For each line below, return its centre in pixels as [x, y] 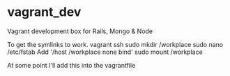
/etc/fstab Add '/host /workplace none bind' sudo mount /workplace [105, 52]
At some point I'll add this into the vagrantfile [71, 65]
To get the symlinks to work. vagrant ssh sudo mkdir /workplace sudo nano [115, 44]
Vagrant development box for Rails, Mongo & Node [80, 31]
